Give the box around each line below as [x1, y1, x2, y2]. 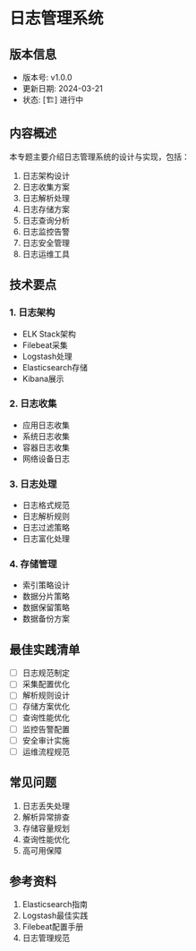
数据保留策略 [21, 602, 70, 613]
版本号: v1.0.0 [21, 72, 72, 82]
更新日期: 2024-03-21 [21, 83, 103, 94]
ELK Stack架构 [21, 328, 76, 339]
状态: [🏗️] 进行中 [21, 95, 83, 105]
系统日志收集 [21, 430, 70, 441]
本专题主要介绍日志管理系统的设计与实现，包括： [9, 151, 190, 162]
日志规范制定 [21, 667, 70, 678]
